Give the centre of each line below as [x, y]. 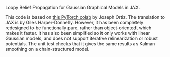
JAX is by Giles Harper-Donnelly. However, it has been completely [74, 22]
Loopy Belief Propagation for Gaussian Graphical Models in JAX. [73, 7]
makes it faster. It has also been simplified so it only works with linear [78, 33]
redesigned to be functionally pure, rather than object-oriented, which [78, 28]
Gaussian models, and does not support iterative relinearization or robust [82, 38]
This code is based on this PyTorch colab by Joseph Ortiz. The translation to [85, 17]
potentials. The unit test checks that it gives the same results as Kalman [80, 44]
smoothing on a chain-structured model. [47, 49]
